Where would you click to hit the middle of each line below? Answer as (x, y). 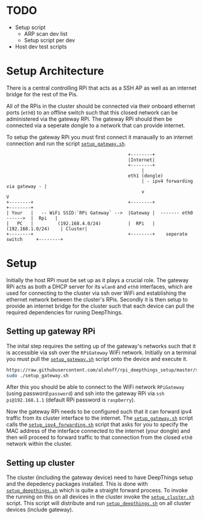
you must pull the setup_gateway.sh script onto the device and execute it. (97, 359)
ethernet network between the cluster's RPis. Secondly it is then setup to (97, 299)
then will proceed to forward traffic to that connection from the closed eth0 (99, 437)
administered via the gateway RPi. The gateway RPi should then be (89, 119)
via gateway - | (27, 186)
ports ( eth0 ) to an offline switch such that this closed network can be (92, 112)
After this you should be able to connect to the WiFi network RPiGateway (95, 387)
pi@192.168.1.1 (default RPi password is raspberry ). (71, 400)
